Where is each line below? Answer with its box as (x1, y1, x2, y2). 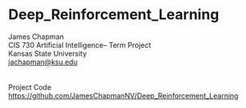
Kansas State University (8, 48, 87, 58)
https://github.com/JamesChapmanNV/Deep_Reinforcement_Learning (8, 91, 239, 100)
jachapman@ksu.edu (8, 57, 78, 67)
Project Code (8, 82, 52, 92)
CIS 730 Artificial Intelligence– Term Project (8, 40, 152, 49)
